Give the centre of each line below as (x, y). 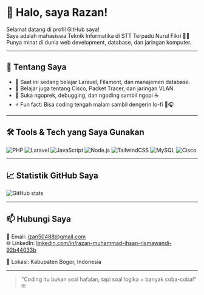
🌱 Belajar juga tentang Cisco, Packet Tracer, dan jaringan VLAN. (95, 88)
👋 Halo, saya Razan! (57, 12)
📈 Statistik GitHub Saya (52, 175)
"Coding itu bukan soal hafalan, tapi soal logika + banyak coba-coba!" (109, 279)
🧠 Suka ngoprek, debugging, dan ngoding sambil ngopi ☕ (87, 95)
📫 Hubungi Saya (39, 219)
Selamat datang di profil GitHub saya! (53, 29)
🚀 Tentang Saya (36, 67)
